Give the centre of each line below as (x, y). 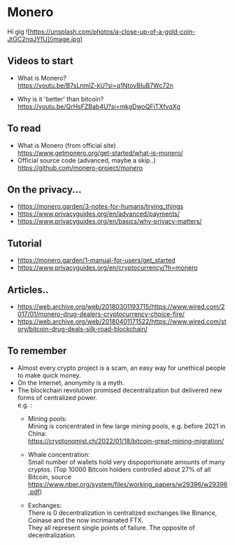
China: (37, 433)
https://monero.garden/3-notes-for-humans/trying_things (100, 207)
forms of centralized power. (57, 397)
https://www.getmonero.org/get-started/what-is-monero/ (100, 153)
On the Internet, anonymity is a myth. (71, 382)
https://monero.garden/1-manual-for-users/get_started (97, 261)
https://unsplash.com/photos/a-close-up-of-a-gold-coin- (113, 32)
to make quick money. (49, 375)
